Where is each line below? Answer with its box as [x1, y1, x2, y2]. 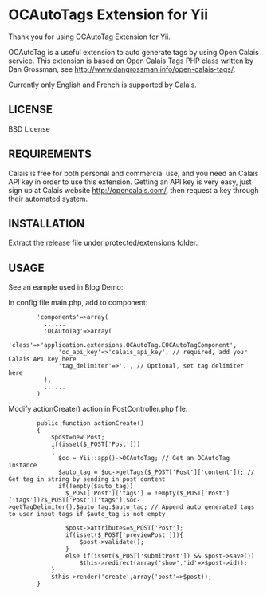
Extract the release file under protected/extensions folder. [8, 238, 198, 248]
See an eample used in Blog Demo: [8, 282, 124, 292]
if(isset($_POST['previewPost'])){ [65, 531, 183, 539]
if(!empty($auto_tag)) [58, 483, 134, 491]
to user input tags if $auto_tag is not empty [8, 510, 166, 518]
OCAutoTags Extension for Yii [8, 6, 209, 24]
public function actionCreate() [37, 420, 145, 428]
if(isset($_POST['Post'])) [50, 440, 141, 448]
